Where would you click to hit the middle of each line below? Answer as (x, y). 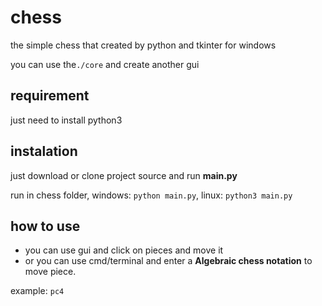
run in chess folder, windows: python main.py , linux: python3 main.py (151, 195)
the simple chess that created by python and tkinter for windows (143, 45)
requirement (50, 96)
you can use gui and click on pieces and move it (124, 250)
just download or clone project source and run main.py (124, 175)
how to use (45, 226)
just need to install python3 (66, 120)
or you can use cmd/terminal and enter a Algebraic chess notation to (168, 261)
